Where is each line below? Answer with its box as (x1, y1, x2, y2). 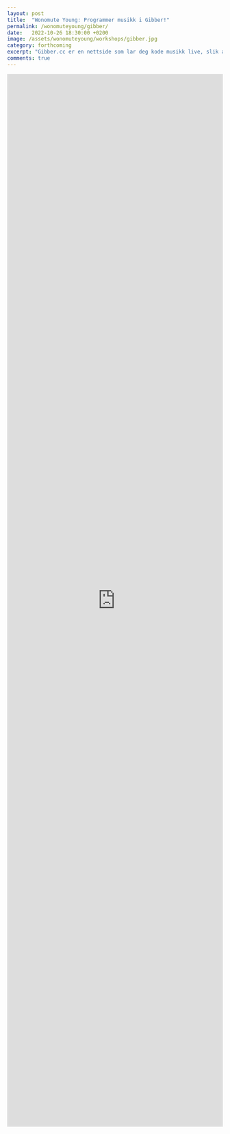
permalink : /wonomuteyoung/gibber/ (7, 23, 109, 30)
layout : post (7, 10, 44, 17)
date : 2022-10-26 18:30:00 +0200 (7, 29, 109, 36)
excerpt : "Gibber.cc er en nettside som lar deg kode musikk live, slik (7, 49, 219, 56)
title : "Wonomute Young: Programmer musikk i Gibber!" (7, 16, 170, 23)
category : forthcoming (7, 42, 72, 49)
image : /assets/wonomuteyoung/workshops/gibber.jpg (7, 36, 157, 43)
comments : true (7, 55, 51, 62)
